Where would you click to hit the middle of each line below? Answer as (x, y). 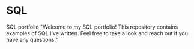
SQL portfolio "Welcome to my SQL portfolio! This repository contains (92, 27)
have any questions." (32, 39)
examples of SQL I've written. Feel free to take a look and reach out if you (97, 33)
